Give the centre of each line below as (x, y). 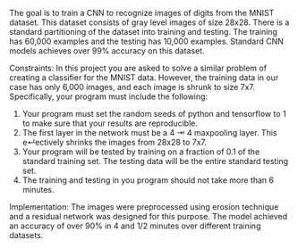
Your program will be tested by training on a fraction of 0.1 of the (141, 152)
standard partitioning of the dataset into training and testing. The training (143, 32)
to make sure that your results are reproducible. (110, 123)
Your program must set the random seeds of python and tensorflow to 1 (154, 114)
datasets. (26, 235)
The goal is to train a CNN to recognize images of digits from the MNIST (142, 13)
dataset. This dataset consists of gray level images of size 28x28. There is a (149, 22)
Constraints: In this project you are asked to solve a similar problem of (138, 68)
